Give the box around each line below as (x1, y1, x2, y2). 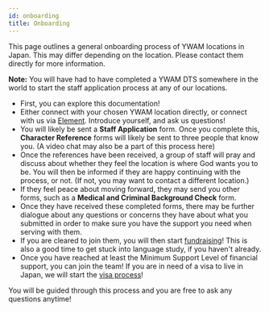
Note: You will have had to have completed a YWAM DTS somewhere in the (8, 74, 259, 84)
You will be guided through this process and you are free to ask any (8, 285, 233, 295)
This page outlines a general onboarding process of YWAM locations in (8, 41, 245, 51)
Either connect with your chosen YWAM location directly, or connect (19, 106, 247, 117)
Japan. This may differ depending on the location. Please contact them (8, 50, 244, 60)
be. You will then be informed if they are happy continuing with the (19, 167, 242, 177)
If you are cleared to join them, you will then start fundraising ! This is (19, 235, 248, 245)
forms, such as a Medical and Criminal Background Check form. (19, 193, 237, 202)
